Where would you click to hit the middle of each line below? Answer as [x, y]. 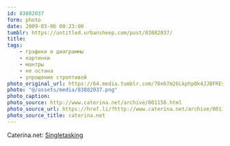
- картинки [35, 58]
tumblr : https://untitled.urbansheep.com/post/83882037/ [90, 33]
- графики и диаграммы [52, 52]
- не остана [36, 71]
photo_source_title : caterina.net [56, 115]
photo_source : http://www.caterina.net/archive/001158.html [95, 103]
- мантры [32, 64]
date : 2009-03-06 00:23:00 [46, 26]
